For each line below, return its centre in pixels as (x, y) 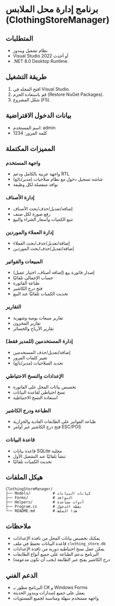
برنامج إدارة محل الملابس (52, 9)
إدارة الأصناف (20, 198)
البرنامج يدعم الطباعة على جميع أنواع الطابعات (56, 554)
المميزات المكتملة (30, 149)
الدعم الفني (22, 575)
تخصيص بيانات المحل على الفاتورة (44, 387)
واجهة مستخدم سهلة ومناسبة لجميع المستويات (56, 598)
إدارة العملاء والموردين (30, 232)
